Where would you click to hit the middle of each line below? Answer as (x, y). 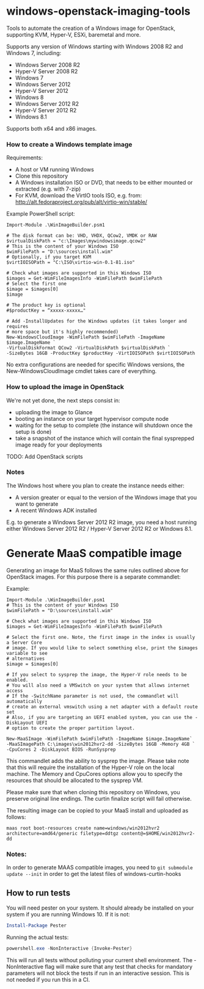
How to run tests (38, 893)
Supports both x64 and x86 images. (52, 128)
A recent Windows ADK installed (56, 510)
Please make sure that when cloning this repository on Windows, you (93, 792)
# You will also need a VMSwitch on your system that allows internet (98, 685)
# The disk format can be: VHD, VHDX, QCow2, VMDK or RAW (82, 236)
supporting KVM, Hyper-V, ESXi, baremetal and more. (74, 34)
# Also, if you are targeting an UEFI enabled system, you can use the (99, 717)
